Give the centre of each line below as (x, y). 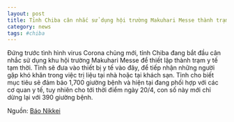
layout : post (26, 14)
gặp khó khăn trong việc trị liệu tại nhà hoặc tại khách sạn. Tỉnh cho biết (111, 75)
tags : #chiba (26, 33)
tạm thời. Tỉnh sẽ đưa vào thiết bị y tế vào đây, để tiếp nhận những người (111, 68)
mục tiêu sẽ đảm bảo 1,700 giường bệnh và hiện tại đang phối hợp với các (113, 83)
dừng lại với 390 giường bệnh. (50, 98)
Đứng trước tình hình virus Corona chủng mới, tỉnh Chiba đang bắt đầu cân (114, 53)
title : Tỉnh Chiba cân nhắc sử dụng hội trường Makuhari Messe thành (110, 20)
